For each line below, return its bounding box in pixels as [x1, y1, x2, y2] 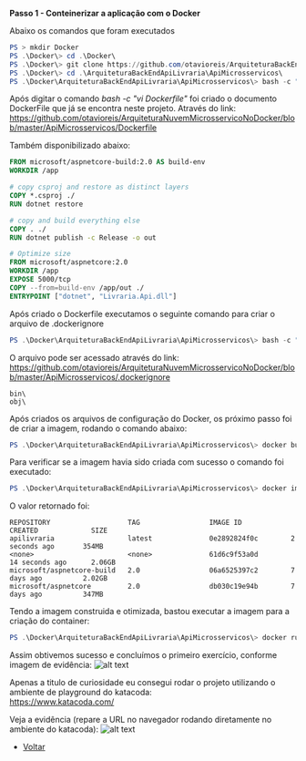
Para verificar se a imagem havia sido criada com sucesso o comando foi [9, 457, 284, 468]
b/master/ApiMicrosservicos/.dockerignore [9, 371, 171, 382]
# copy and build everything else [9, 216, 141, 225]
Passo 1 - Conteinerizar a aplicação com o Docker [9, 8, 200, 18]
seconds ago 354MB [9, 542, 104, 551]
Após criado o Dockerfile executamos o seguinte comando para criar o [9, 308, 276, 319]
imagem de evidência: [9, 660, 93, 671]
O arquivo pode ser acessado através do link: [9, 352, 179, 363]
